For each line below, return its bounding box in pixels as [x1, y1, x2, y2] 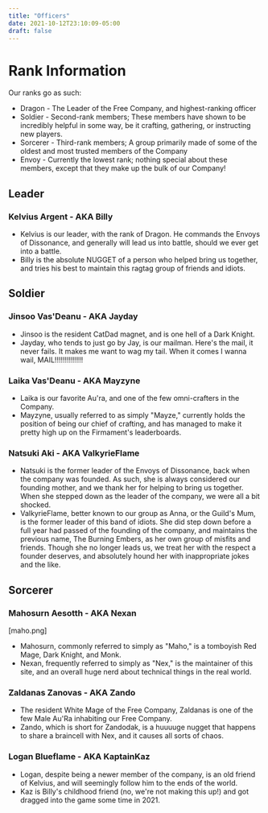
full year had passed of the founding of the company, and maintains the [19, 526, 258, 535]
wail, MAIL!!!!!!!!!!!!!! [19, 355, 84, 365]
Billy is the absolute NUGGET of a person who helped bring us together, [19, 255, 258, 264]
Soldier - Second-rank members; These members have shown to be [19, 112, 246, 122]
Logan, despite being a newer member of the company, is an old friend [19, 770, 256, 779]
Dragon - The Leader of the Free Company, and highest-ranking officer [19, 104, 257, 113]
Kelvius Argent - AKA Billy [8, 211, 113, 222]
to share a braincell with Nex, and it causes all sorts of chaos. [19, 731, 224, 741]
